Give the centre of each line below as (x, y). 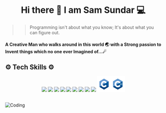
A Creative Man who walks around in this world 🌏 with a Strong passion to (83, 44)
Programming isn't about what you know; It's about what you (92, 27)
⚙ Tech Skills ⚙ (30, 67)
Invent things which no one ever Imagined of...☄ (56, 51)
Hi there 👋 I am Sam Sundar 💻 (83, 10)
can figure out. (45, 32)
